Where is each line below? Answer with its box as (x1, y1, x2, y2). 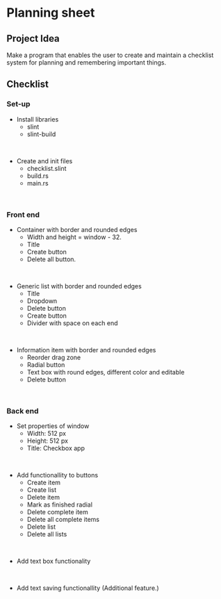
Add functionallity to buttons (16, 471, 99, 479)
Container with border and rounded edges (16, 225, 138, 233)
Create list (26, 486, 57, 494)
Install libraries (16, 115, 59, 123)
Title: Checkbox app (26, 444, 85, 452)
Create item (26, 478, 60, 487)
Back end (6, 406, 39, 416)
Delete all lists (26, 530, 67, 539)
